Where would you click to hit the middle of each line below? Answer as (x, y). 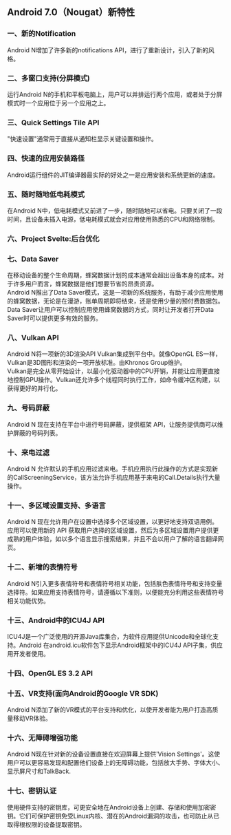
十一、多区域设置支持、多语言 (57, 505)
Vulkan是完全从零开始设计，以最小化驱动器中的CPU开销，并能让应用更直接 (113, 371)
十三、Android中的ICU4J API (56, 620)
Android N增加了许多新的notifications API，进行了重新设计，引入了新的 (108, 50)
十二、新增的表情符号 (42, 567)
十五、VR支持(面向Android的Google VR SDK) (83, 693)
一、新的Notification (42, 34)
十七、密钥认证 (32, 791)
